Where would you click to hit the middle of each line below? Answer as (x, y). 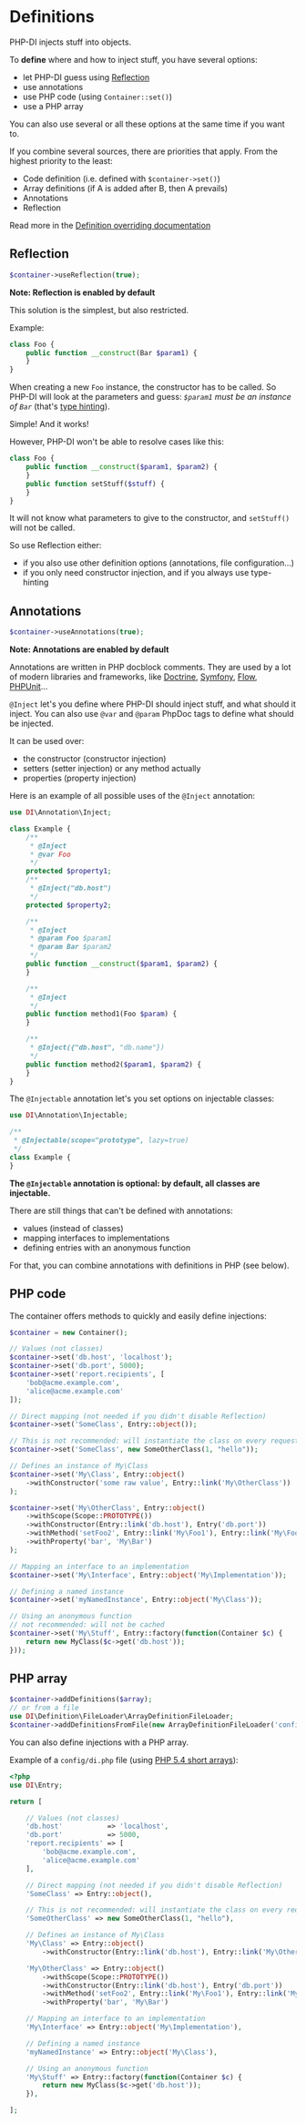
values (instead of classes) (73, 1228)
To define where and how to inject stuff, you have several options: (133, 59)
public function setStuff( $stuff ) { (96, 484)
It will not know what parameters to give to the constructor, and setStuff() (149, 518)
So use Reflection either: (56, 546)
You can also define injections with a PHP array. (99, 1742)
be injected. (32, 724)
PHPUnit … (29, 687)
